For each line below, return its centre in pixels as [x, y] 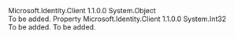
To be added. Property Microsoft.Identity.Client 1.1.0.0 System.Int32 [117, 19]
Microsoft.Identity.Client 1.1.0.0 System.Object [82, 10]
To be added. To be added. [52, 27]
